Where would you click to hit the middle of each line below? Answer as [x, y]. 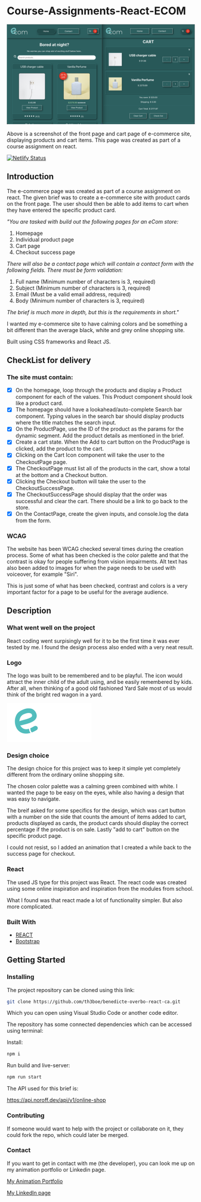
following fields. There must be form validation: [65, 270]
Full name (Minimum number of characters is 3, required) [85, 281]
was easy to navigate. [34, 799]
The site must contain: [40, 377]
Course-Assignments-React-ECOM [97, 11]
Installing [21, 977]
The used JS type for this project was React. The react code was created [97, 882]
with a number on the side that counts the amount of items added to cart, [97, 817]
